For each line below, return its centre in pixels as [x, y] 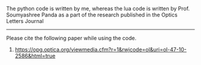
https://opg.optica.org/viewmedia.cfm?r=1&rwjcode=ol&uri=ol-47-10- [101, 49]
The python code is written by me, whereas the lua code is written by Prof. [98, 9]
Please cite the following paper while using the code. [71, 38]
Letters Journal [25, 21]
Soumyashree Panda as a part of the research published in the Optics [92, 15]
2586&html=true [35, 56]
